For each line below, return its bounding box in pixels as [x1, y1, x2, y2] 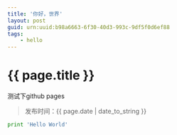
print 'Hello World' [7, 121, 69, 129]
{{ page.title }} [7, 67, 95, 84]
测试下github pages [7, 92, 65, 100]
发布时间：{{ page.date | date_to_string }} [24, 107, 147, 116]
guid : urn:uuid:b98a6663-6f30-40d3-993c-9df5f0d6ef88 [7, 23, 171, 31]
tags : [7, 30, 23, 38]
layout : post [7, 17, 46, 24]
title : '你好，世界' [7, 10, 63, 18]
